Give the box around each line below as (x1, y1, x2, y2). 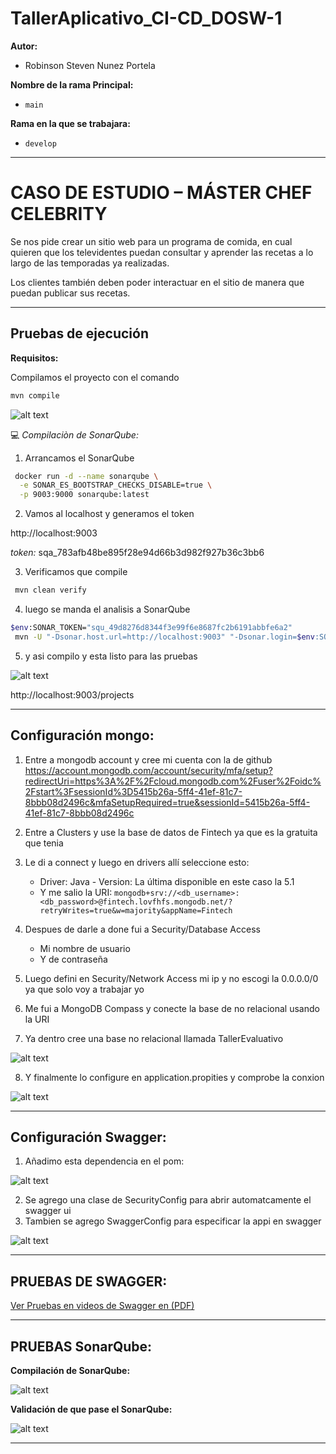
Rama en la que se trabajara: (10, 117, 131, 129)
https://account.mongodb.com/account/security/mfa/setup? (24, 764, 273, 776)
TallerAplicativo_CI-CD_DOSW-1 (10, 7, 283, 30)
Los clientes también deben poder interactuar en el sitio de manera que (10, 276, 305, 288)
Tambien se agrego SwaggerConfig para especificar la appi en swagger (24, 1215, 322, 1227)
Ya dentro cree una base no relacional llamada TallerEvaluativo (24, 1032, 284, 1044)
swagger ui (24, 1205, 72, 1217)
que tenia (24, 837, 64, 849)
